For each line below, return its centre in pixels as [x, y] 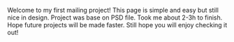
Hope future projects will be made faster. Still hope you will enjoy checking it [117, 25]
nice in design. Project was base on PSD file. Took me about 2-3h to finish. [115, 17]
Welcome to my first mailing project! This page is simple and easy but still [113, 10]
